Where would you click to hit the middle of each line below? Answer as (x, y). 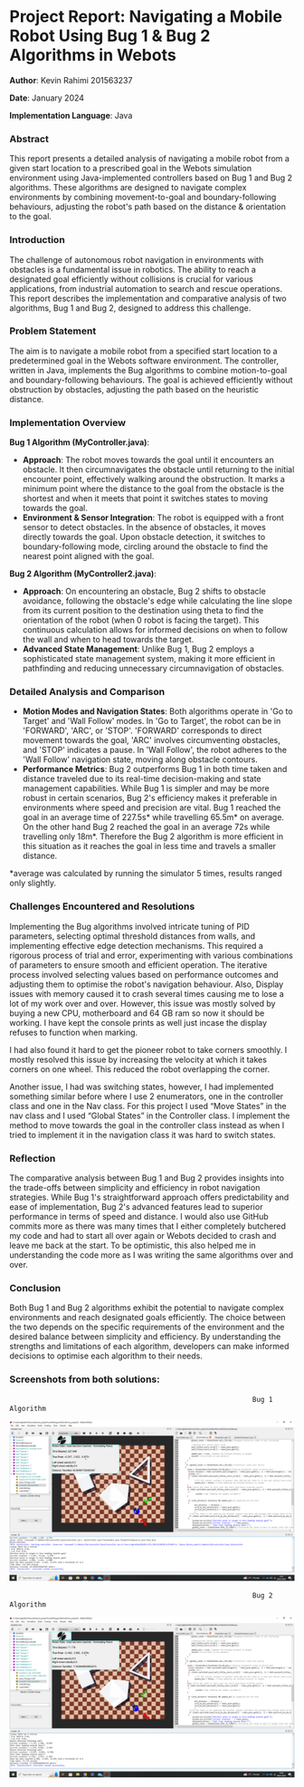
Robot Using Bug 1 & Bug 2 (110, 36)
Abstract (29, 139)
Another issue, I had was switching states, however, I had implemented (142, 1087)
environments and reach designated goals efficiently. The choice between (148, 1318)
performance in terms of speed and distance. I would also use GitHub (139, 1217)
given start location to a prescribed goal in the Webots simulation (131, 169)
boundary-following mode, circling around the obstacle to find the (145, 546)
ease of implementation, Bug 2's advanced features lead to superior (136, 1207)
